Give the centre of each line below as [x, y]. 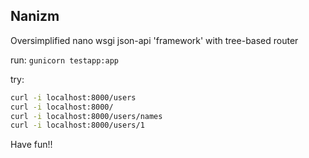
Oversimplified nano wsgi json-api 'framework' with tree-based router [154, 40]
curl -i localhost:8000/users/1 [77, 125]
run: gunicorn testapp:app [64, 60]
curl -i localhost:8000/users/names [86, 116]
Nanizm [35, 16]
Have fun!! [31, 145]
